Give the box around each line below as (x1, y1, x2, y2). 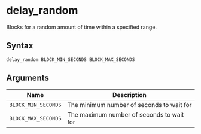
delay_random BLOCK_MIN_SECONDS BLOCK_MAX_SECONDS (6, 56, 135, 63)
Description (112, 90, 147, 99)
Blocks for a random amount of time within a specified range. (6, 23, 157, 31)
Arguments (6, 73, 50, 83)
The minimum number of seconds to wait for (67, 100, 192, 109)
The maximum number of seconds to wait (67, 110, 184, 118)
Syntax (6, 41, 33, 51)
